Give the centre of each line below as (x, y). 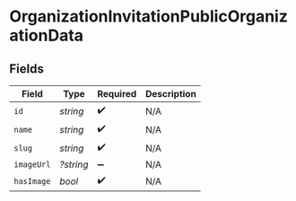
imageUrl (32, 165)
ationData (46, 35)
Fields (27, 69)
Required (117, 94)
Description (171, 94)
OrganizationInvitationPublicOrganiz (149, 17)
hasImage (32, 181)
